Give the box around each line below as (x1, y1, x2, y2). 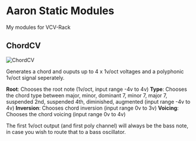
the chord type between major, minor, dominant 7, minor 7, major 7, (6, 91, 168, 99)
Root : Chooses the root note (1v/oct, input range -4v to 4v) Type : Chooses (6, 86, 187, 93)
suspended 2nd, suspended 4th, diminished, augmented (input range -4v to (6, 98, 191, 105)
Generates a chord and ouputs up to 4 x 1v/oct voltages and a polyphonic (6, 68, 184, 75)
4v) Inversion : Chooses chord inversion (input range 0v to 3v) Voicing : (6, 104, 179, 112)
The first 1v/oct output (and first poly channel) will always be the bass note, (6, 122, 188, 129)
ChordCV (6, 41, 41, 51)
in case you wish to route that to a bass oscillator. (6, 128, 126, 135)
